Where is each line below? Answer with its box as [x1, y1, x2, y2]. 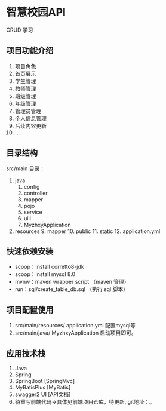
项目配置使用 [6, 305, 54, 315]
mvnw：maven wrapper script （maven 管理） [14, 278, 130, 286]
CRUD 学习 [6, 26, 33, 33]
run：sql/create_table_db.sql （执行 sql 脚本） [14, 286, 128, 293]
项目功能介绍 [6, 45, 54, 56]
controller [23, 189, 48, 197]
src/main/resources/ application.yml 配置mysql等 [14, 322, 136, 329]
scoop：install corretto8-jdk [14, 263, 85, 271]
